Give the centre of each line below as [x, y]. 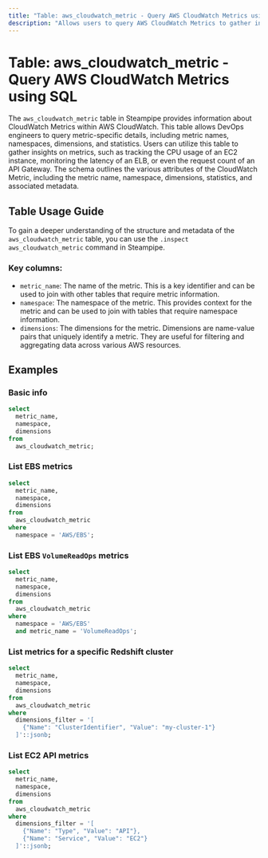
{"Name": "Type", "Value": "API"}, [82, 831]
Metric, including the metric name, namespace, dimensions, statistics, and [130, 178]
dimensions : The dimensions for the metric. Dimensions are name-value [137, 328]
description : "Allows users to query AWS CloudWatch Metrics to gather [130, 23]
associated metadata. [44, 186]
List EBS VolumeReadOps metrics [69, 555]
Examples [33, 370]
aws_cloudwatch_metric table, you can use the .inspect [99, 239]
